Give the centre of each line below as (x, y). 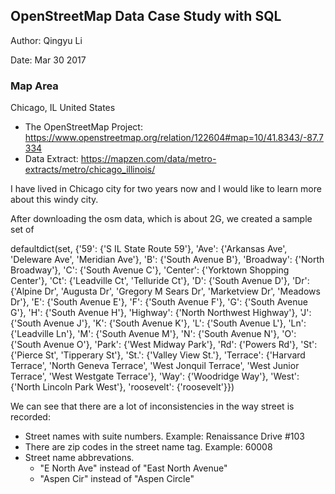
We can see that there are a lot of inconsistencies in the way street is (152, 406)
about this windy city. (54, 200)
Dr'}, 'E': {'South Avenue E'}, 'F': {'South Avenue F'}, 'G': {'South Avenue (159, 302)
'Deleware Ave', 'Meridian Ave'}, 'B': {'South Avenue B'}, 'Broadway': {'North (167, 260)
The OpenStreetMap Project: (83, 127)
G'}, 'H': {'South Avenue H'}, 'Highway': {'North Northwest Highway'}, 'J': (161, 313)
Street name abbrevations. (79, 458)
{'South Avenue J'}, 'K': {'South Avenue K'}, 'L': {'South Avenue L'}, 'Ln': (158, 323)
